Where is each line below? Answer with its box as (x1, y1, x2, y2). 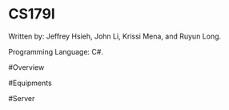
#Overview (8, 62, 45, 72)
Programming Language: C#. (8, 47, 104, 56)
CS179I (8, 5, 56, 23)
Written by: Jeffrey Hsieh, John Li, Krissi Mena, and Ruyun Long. (8, 31, 222, 41)
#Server (8, 93, 35, 103)
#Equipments (8, 78, 52, 88)
